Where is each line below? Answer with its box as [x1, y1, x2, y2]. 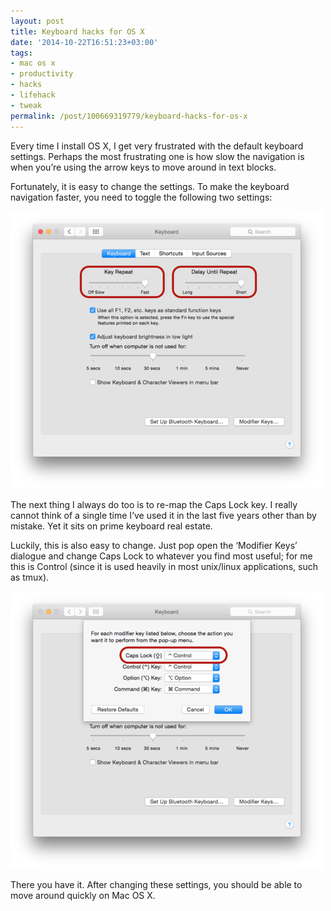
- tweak [10, 100, 43, 110]
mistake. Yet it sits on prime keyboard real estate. [10, 520, 213, 532]
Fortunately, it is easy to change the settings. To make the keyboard [10, 180, 290, 192]
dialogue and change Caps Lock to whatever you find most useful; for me [10, 550, 313, 562]
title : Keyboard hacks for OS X [10, 26, 145, 37]
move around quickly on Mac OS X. [10, 889, 156, 901]
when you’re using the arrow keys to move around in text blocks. [10, 161, 277, 173]
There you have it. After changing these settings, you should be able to [10, 878, 303, 890]
